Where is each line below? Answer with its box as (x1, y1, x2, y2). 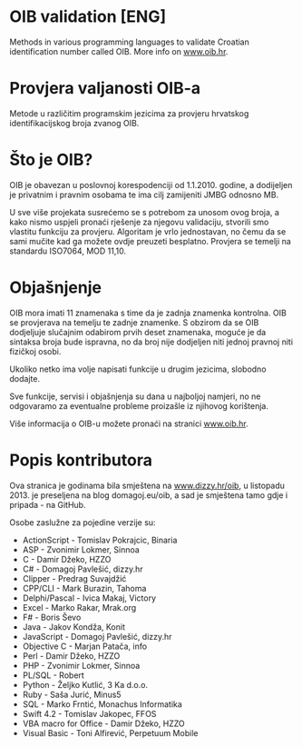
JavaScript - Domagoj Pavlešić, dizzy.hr (22, 631, 172, 642)
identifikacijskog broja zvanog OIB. (9, 117, 140, 128)
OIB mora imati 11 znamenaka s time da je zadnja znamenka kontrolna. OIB (9, 307, 287, 318)
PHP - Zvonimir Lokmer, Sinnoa (22, 660, 141, 671)
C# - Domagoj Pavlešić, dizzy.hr (22, 563, 143, 574)
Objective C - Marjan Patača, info (22, 641, 148, 652)
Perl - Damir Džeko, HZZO (22, 650, 121, 661)
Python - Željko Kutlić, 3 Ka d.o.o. (22, 679, 148, 690)
